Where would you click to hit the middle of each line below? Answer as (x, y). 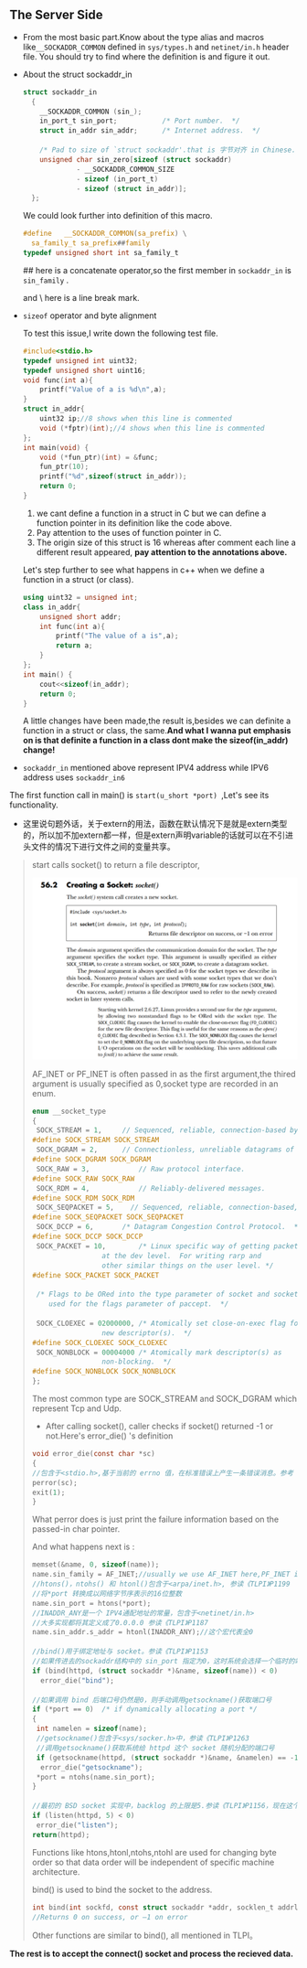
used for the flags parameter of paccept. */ (139, 1304)
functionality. (34, 805)
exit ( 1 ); (48, 1492)
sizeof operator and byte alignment (90, 316)
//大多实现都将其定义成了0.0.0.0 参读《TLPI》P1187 (120, 1622)
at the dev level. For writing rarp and (182, 1256)
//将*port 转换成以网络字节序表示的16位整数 (107, 1594)
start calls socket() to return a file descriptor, (116, 865)
